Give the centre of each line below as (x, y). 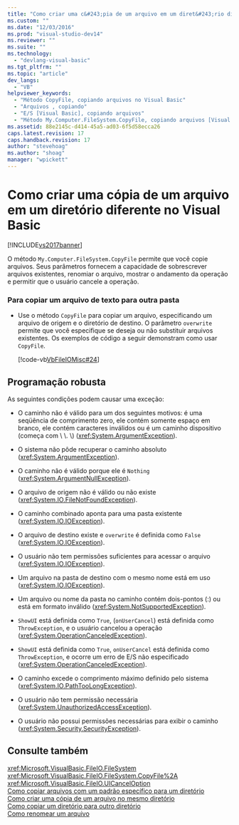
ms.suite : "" (27, 47)
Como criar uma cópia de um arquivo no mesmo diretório (91, 798)
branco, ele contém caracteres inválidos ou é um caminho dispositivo (119, 427)
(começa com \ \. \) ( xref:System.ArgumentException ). (97, 435)
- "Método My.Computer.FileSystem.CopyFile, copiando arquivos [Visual (122, 120)
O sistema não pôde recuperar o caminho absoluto (92, 449)
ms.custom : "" (28, 21)
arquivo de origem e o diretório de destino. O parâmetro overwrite (115, 323)
